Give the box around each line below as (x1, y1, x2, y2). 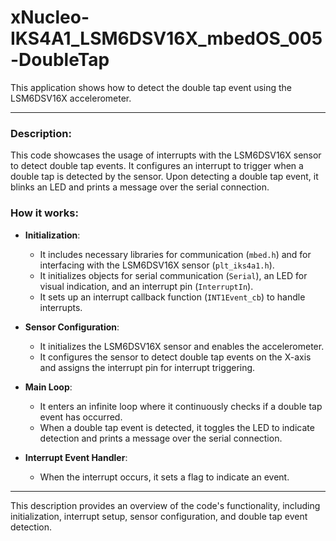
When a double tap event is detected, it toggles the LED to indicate (39, 421, 315, 433)
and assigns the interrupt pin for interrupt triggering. (39, 361, 256, 373)
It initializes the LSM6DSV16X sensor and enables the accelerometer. (39, 340, 325, 352)
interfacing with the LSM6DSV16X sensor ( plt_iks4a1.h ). (39, 259, 275, 271)
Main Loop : (24, 381, 73, 393)
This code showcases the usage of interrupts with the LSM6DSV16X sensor (10, 149, 322, 161)
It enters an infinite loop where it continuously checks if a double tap (39, 400, 323, 412)
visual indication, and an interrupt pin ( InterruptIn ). (39, 280, 254, 292)
